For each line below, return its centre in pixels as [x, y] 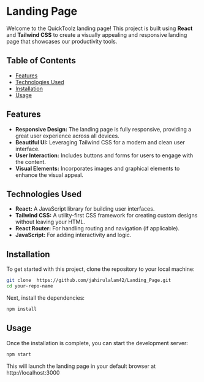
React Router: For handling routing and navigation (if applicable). [97, 228]
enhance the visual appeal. [49, 175]
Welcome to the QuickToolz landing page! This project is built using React [100, 28]
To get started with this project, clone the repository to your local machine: [100, 269]
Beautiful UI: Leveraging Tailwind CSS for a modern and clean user [100, 142]
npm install [21, 309]
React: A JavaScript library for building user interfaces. [85, 209]
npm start [19, 354]
